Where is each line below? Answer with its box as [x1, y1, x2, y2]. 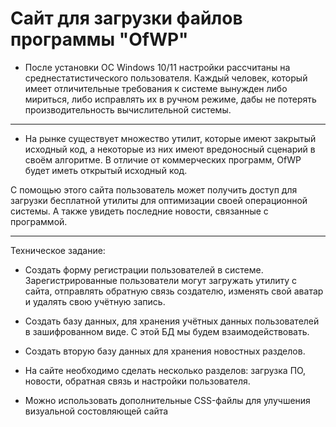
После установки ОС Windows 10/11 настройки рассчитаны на [24, 61, 291, 73]
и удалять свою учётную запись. [24, 295, 166, 307]
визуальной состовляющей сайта [24, 405, 169, 417]
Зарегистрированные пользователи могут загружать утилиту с [24, 274, 298, 286]
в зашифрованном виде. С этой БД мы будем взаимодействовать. [24, 325, 310, 337]
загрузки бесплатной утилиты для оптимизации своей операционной [10, 194, 308, 206]
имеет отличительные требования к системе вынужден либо [24, 82, 288, 94]
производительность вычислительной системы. [24, 103, 232, 116]
